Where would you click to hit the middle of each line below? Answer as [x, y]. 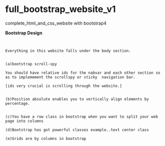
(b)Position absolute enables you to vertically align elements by [77, 99]
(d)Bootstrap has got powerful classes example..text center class [77, 130]
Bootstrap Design [24, 33]
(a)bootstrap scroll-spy [31, 64]
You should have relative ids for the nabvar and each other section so [83, 73]
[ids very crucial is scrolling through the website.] [64, 86]
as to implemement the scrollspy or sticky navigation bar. [70, 77]
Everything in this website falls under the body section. [68, 51]
